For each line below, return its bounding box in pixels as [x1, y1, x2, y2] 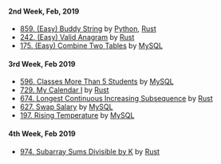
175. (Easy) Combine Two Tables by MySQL [19, 41, 164, 51]
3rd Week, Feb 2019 [8, 59, 76, 68]
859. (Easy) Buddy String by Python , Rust [19, 24, 157, 33]
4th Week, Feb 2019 [8, 129, 76, 139]
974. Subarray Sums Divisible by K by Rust [19, 146, 160, 156]
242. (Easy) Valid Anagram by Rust [19, 33, 135, 42]
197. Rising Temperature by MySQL [19, 111, 135, 120]
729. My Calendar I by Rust [19, 85, 109, 95]
